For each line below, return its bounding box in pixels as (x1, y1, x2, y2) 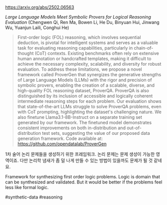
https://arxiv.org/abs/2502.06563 (5, 5, 74, 10)
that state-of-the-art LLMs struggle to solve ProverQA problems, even (17, 104, 161, 109)
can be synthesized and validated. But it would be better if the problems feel (5, 179, 162, 185)
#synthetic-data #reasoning (5, 194, 63, 200)
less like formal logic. (5, 184, 49, 190)
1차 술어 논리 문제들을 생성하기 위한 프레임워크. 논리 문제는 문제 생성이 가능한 (5, 151, 155, 157)
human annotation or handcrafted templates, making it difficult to (17, 56, 151, 62)
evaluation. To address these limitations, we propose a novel (17, 66, 142, 72)
